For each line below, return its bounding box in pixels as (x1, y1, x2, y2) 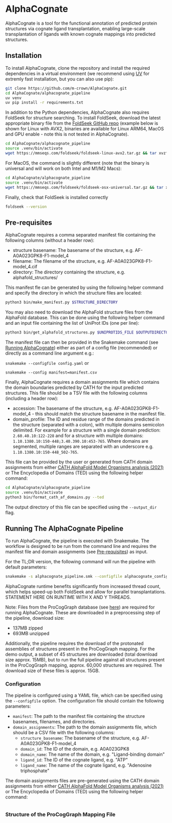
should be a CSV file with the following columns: (12, 729, 115, 735)
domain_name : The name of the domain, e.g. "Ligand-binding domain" (20, 751, 165, 757)
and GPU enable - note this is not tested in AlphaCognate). (5, 131, 129, 138)
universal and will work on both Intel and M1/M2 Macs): (5, 165, 122, 171)
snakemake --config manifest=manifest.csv (5, 370, 97, 375)
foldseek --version (5, 204, 47, 209)
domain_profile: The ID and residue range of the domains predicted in (12, 416, 160, 422)
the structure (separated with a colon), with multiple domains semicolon (12, 421, 165, 427)
